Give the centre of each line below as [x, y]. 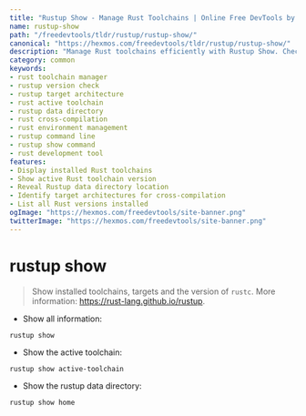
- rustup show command [52, 145]
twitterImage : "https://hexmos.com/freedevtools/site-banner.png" [138, 221]
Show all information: [62, 319]
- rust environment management [69, 128]
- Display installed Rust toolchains [81, 170]
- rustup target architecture [67, 94]
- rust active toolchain [56, 102]
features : [28, 162]
